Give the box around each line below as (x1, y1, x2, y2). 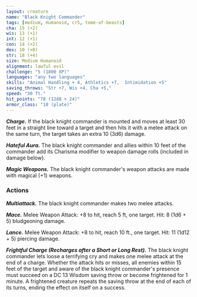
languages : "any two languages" (6, 74, 85, 80)
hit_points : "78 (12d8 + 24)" (6, 96, 81, 102)
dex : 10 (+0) (6, 47, 38, 53)
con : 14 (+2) (6, 42, 38, 48)
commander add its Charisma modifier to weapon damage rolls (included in (6, 148, 189, 155)
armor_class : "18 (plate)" (6, 101, 72, 108)
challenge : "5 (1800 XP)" (6, 69, 69, 75)
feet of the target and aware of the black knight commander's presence (6, 265, 179, 272)
